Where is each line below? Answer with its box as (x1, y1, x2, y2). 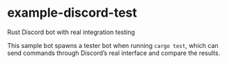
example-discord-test (7, 5, 137, 21)
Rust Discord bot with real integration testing (7, 28, 136, 36)
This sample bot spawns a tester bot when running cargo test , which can (7, 41, 219, 49)
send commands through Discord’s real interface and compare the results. (7, 49, 221, 57)
